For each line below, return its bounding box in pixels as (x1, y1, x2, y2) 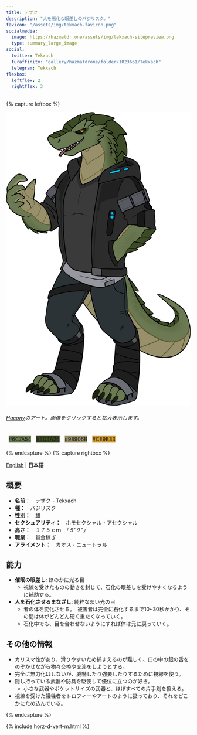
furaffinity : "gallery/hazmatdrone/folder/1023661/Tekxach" (11, 59, 161, 64)
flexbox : (6, 71, 28, 77)
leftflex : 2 (11, 77, 41, 83)
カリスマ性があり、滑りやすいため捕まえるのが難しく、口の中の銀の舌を (14, 656, 189, 663)
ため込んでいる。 (25, 700, 66, 707)
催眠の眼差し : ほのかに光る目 (14, 576, 85, 583)
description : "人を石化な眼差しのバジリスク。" (6, 15, 111, 22)
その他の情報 (6, 639, 53, 649)
